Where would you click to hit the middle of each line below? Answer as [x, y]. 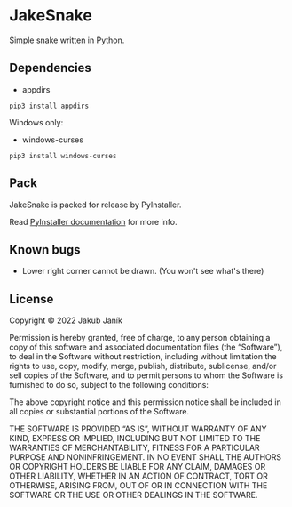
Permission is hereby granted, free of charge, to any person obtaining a [140, 338]
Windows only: [36, 122]
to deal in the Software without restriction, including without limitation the [143, 357]
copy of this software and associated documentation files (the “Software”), [146, 347]
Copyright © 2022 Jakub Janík [66, 320]
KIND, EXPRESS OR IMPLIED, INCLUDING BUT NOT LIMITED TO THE [135, 439]
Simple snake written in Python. [67, 40]
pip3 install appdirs [49, 106]
